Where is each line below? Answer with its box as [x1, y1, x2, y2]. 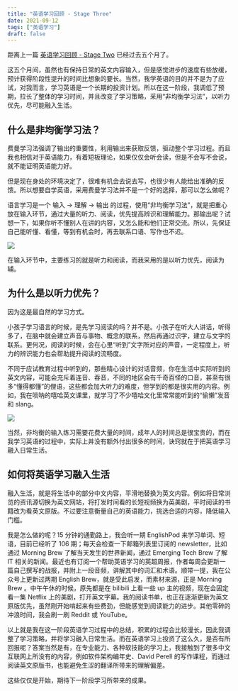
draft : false [7, 30, 46, 38]
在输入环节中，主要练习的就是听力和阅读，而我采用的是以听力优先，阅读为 [7, 256, 225, 265]
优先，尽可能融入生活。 [7, 101, 76, 110]
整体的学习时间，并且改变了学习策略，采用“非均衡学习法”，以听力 [38, 92, 230, 101]
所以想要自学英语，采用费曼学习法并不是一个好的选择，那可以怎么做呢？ [19, 186, 231, 194]
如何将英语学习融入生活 [7, 469, 110, 481]
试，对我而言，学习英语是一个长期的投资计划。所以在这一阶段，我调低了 [7, 83, 218, 92]
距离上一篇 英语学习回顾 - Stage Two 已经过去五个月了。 [7, 50, 173, 59]
